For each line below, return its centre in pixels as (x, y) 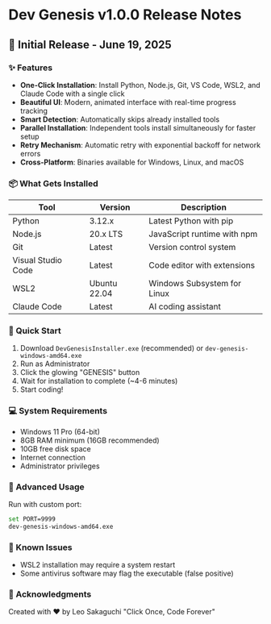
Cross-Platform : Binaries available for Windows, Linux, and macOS (132, 162)
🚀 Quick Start (35, 331)
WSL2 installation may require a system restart (98, 565)
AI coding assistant (185, 306)
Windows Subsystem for (195, 284)
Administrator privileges (60, 466)
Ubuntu (103, 284)
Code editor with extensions (202, 265)
